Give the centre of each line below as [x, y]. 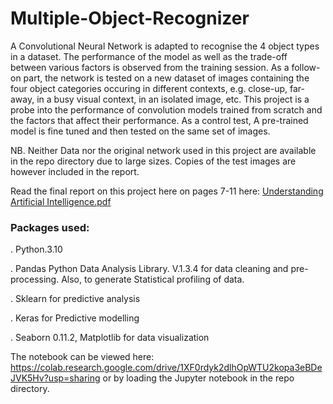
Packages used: [50, 227]
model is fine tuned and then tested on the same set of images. [140, 131]
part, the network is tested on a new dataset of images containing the [166, 78]
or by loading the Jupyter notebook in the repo [198, 378]
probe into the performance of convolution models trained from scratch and [166, 109]
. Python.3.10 [36, 249]
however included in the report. [75, 171]
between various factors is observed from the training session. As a [150, 67]
